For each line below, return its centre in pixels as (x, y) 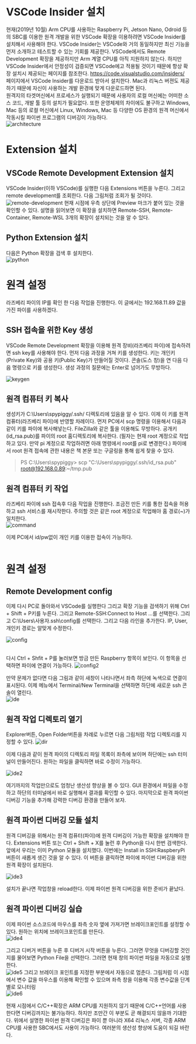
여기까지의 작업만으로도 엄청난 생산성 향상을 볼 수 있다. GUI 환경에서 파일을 (92, 785)
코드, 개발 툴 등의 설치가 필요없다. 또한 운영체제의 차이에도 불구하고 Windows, (101, 103)
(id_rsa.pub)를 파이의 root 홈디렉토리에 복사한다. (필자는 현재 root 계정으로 (92, 436)
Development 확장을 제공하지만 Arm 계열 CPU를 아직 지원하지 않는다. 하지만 (94, 59)
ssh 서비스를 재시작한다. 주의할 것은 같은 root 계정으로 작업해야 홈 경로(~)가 (103, 511)
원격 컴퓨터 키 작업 (37, 488)
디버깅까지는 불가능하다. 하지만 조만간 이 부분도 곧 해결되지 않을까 (96, 1013)
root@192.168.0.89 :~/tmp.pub (56, 469)
